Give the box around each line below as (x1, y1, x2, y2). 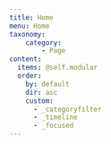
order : (17, 72, 42, 80)
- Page (41, 47, 66, 55)
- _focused (32, 122, 74, 131)
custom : (25, 96, 54, 106)
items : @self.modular (17, 64, 98, 72)
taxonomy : (9, 30, 47, 38)
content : (9, 55, 42, 64)
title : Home (9, 13, 54, 22)
